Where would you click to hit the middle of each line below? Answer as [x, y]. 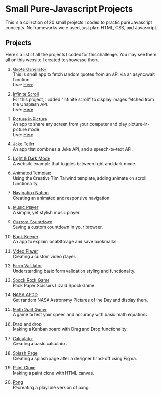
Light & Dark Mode [31, 158]
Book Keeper [25, 236]
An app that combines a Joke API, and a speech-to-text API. [73, 149]
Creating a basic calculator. [40, 343]
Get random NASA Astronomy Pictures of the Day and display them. [80, 300]
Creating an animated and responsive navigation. [62, 198]
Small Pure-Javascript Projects [69, 9]
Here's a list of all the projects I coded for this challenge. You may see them [81, 54]
